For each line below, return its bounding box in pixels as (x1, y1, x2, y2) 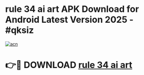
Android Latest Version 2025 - (5, 14, 134, 25)
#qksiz (5, 25, 34, 36)
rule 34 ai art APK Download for (5, 3, 139, 15)
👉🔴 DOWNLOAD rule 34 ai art (5, 60, 132, 71)
